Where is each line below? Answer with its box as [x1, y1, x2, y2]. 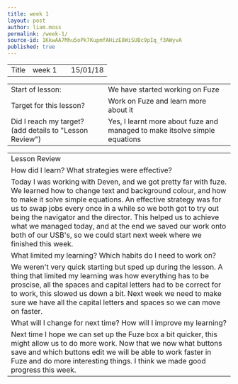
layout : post [7, 17, 46, 24]
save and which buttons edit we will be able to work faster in [11, 347, 212, 357]
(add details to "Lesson [11, 126, 89, 135]
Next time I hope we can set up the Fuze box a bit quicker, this [11, 329, 217, 339]
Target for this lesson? [11, 101, 85, 110]
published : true [7, 43, 55, 50]
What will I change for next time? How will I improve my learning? [11, 318, 227, 327]
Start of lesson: [11, 84, 62, 94]
